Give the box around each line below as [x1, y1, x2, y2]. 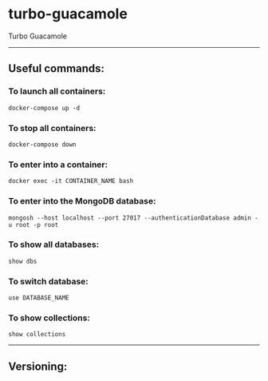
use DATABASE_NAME [8, 294, 69, 302]
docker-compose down [8, 141, 77, 149]
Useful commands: [8, 62, 105, 76]
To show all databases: [8, 239, 100, 250]
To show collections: [8, 312, 90, 323]
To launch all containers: [8, 85, 106, 97]
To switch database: [8, 276, 89, 287]
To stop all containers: [8, 122, 97, 133]
